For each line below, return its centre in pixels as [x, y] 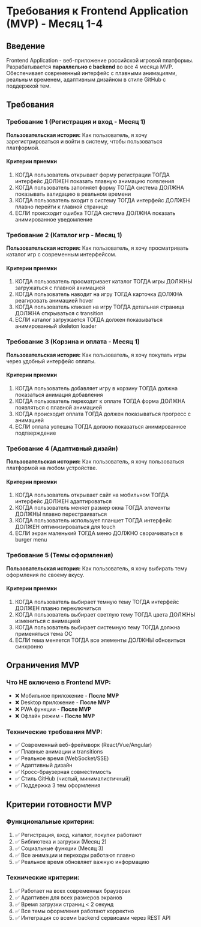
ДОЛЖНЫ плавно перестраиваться [61, 514]
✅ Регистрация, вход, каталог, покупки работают [78, 835]
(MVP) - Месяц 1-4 [55, 24]
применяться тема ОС [44, 633]
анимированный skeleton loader [56, 326]
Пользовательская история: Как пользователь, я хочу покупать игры [96, 355]
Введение [26, 46]
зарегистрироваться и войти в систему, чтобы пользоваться [85, 141]
